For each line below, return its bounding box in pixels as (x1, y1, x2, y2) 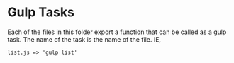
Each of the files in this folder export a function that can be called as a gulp (7, 28, 227, 36)
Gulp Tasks (7, 4, 74, 21)
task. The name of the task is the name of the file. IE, (7, 35, 162, 43)
